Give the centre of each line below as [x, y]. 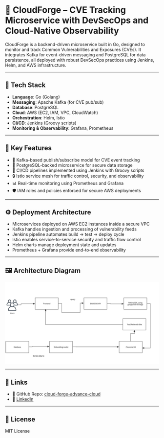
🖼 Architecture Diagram [43, 270]
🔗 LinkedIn [23, 399]
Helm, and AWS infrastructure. [36, 65]
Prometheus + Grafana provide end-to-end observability [69, 250]
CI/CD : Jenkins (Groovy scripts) [44, 123]
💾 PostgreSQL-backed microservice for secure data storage [72, 165]
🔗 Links [16, 382]
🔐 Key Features [29, 148]
